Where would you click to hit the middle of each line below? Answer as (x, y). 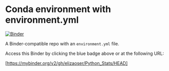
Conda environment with (58, 9)
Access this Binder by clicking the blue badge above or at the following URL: (85, 53)
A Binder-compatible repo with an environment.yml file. (62, 43)
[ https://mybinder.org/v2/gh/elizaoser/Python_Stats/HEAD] (66, 63)
